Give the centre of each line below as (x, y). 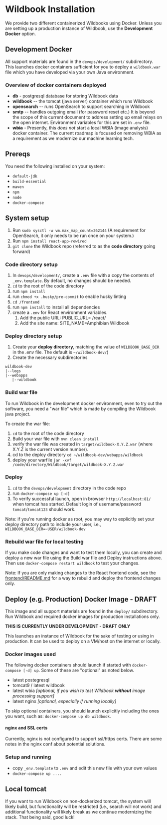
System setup (27, 218)
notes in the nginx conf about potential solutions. (55, 744)
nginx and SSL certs (26, 727)
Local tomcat (26, 789)
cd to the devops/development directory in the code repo (69, 488)
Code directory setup (32, 264)
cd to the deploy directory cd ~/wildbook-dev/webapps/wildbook (78, 454)
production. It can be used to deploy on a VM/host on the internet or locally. (83, 641)
